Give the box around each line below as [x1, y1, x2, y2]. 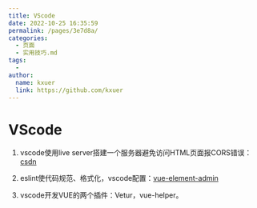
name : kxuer [15, 78, 56, 86]
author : [8, 71, 34, 79]
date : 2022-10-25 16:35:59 [8, 19, 98, 27]
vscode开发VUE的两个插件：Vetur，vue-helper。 [19, 190, 183, 200]
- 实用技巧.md [15, 49, 58, 57]
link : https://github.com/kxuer [15, 86, 124, 94]
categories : [8, 34, 48, 42]
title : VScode [8, 11, 56, 20]
